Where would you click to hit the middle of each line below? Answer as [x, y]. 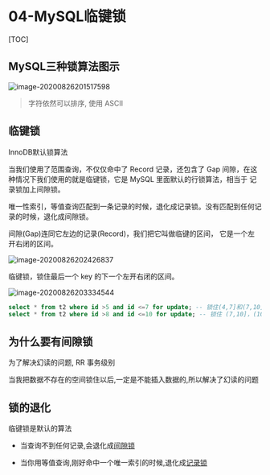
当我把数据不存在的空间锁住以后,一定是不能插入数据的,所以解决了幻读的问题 [134, 380]
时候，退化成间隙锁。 [57, 216]
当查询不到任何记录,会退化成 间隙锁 [77, 445]
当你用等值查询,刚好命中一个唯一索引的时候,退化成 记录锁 [113, 462]
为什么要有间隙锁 [51, 342]
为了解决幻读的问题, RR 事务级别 [61, 362]
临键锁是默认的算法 [40, 428]
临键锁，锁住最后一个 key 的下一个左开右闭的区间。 [94, 276]
